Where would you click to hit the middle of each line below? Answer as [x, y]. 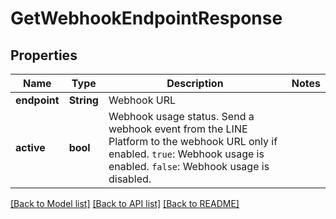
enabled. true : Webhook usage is [186, 154]
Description [195, 83]
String [83, 100]
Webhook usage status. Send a [181, 116]
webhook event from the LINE [178, 129]
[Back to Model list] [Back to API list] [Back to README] [125, 203]
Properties [44, 55]
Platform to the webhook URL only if [193, 141]
